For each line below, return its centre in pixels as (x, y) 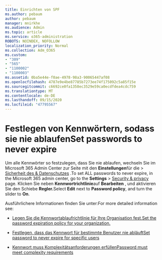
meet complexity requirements (43, 252)
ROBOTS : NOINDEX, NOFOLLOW (32, 41)
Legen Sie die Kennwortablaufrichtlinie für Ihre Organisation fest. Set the (84, 218)
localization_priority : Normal (37, 46)
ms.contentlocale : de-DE (30, 95)
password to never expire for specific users (56, 238)
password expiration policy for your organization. (61, 223)
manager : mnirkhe (23, 23)
